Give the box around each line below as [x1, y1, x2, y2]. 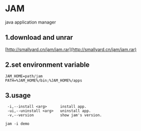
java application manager [5, 19, 56, 25]
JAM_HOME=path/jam [5, 74, 43, 79]
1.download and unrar [5, 33, 73, 42]
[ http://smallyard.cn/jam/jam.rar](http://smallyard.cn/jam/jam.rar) [5, 46, 137, 52]
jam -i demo [5, 121, 29, 127]
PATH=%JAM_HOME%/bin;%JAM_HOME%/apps [5, 78, 83, 83]
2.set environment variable [5, 61, 90, 69]
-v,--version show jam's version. [7, 113, 102, 118]
